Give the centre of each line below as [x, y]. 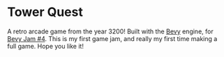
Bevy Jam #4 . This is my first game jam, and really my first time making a [112, 38]
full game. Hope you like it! [45, 46]
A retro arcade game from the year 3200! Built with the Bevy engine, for [111, 31]
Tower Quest [45, 12]
